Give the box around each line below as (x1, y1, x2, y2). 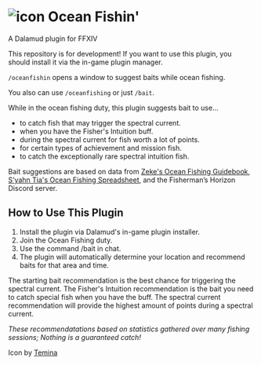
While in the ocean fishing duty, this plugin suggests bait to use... (8, 103, 219, 112)
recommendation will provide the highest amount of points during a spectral (8, 301, 253, 310)
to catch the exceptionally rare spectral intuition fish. (19, 151, 190, 161)
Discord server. (8, 183, 58, 192)
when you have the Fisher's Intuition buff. (19, 126, 154, 136)
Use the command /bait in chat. (19, 243, 121, 253)
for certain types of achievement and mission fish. (19, 143, 182, 152)
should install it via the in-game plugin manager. (8, 57, 163, 67)
